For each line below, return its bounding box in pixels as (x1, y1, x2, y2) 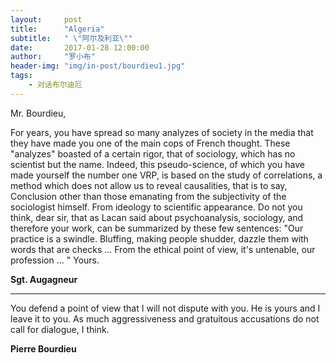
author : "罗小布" (10, 52, 96, 62)
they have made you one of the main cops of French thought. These (10, 137, 291, 149)
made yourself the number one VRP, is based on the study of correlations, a (10, 169, 323, 181)
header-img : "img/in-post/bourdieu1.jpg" (10, 61, 186, 71)
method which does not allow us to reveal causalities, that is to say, (10, 179, 288, 191)
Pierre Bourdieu (10, 342, 77, 355)
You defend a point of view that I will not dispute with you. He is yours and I (10, 302, 321, 314)
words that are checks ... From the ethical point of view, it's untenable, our (10, 243, 316, 255)
